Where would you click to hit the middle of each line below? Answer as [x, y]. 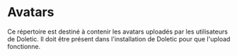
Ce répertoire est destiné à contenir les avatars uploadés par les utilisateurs [118, 31]
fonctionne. [24, 46]
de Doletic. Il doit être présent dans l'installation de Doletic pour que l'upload [119, 38]
